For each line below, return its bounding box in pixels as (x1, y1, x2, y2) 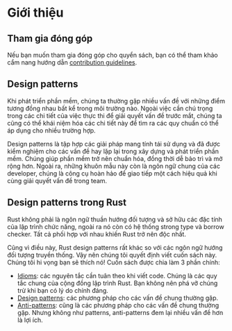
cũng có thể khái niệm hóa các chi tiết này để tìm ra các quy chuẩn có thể (7, 119, 219, 127)
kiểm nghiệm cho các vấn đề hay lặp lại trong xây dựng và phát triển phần (7, 147, 219, 155)
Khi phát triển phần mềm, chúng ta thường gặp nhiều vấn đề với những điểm (7, 96, 226, 105)
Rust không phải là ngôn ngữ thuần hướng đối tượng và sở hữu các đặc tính (7, 215, 222, 223)
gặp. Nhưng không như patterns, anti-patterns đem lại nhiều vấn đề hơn (17, 308, 224, 316)
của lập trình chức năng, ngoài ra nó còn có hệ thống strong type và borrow (7, 222, 224, 230)
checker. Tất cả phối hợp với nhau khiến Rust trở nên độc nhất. (7, 230, 186, 238)
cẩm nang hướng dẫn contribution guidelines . (7, 58, 138, 67)
